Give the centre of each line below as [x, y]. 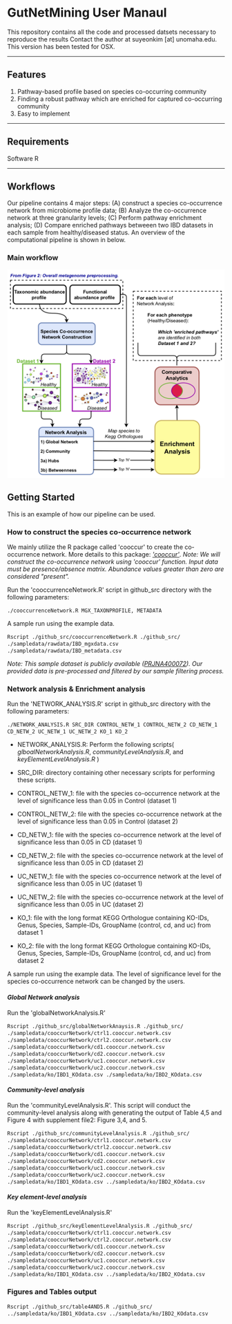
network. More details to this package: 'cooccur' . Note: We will [131, 554]
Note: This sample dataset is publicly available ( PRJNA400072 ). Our [105, 664]
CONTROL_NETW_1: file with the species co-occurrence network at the [118, 794]
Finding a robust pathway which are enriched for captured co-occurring [119, 99]
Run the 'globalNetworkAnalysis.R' [56, 1013]
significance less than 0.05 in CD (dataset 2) [80, 863]
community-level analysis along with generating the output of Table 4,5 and [115, 1112]
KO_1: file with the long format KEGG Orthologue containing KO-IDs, [113, 918]
